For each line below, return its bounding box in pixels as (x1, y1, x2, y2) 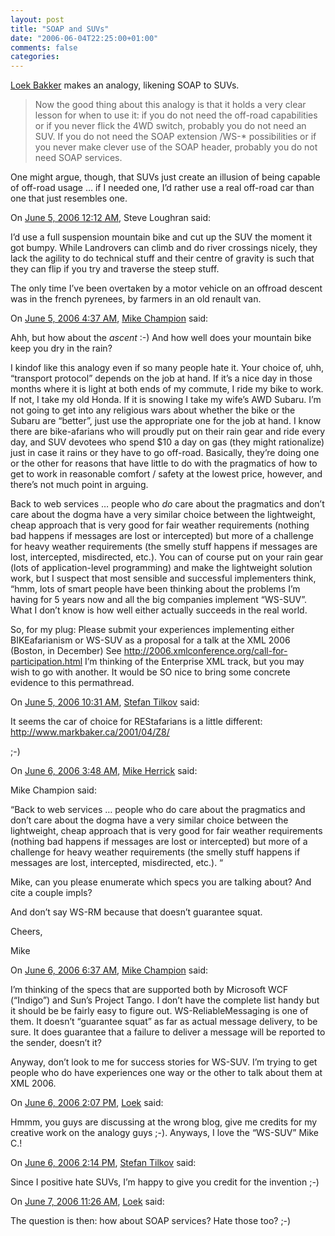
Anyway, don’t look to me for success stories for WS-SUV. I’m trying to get (10, 1056, 318, 1068)
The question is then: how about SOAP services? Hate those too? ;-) (10, 1215, 292, 1227)
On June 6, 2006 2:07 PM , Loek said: (10, 1097, 164, 1109)
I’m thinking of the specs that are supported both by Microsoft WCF (10, 984, 289, 996)
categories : (10, 52, 60, 62)
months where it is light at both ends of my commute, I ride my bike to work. (10, 383, 324, 395)
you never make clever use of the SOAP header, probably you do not (34, 141, 318, 153)
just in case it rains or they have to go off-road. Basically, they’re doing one (10, 447, 320, 459)
